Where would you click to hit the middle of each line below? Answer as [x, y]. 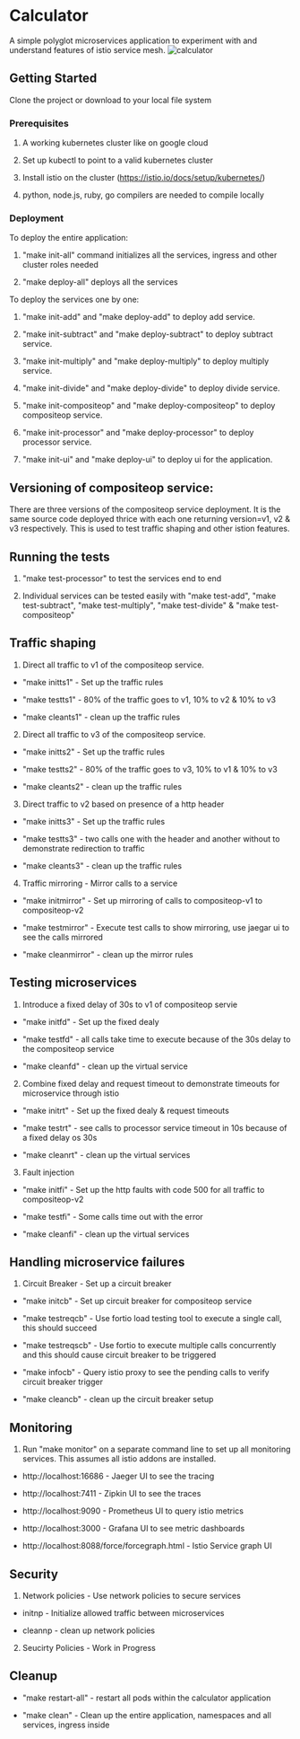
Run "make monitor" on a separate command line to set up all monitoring [156, 1449]
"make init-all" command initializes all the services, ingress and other [150, 255]
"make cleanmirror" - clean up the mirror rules [108, 954]
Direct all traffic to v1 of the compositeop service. [113, 665]
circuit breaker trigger [62, 1382]
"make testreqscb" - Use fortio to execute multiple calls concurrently [149, 1346]
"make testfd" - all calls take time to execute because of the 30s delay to [156, 1039]
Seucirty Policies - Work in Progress [89, 1648]
